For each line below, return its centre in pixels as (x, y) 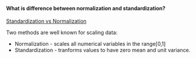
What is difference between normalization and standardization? (86, 8)
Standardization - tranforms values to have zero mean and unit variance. (102, 50)
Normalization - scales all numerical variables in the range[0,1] (90, 44)
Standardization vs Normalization (46, 21)
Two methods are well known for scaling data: (62, 33)
